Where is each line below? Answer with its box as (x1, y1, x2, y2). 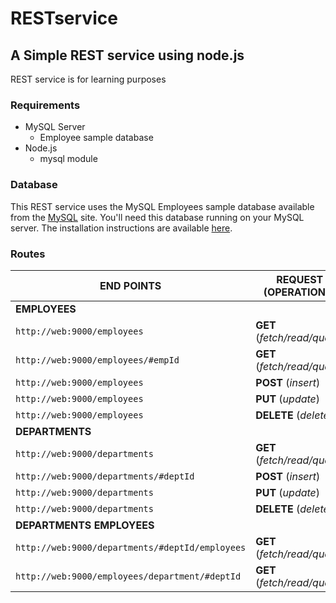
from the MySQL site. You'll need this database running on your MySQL (10, 211, 305, 223)
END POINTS (99, 278, 162, 292)
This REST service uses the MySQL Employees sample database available (10, 200, 315, 212)
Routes (10, 247, 46, 261)
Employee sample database (39, 132, 154, 144)
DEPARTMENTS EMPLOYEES (15, 518, 155, 532)
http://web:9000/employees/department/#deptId (15, 570, 242, 582)
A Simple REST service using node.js (10, 47, 245, 64)
